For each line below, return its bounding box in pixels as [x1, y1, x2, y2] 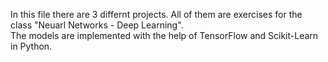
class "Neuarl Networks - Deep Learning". [10, 19, 184, 31]
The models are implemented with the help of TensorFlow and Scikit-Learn [10, 30, 319, 41]
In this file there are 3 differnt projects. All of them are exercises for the [10, 9, 303, 20]
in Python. [10, 40, 53, 52]
